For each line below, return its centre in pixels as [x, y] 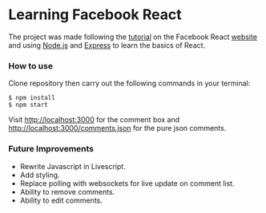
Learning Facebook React [95, 15]
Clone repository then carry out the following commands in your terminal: [129, 83]
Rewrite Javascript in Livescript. [73, 166]
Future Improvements [51, 149]
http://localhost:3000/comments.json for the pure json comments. [117, 128]
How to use [31, 65]
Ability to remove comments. [67, 191]
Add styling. [40, 175]
